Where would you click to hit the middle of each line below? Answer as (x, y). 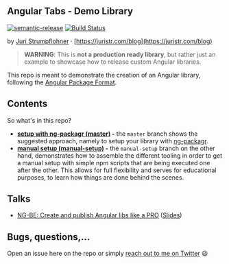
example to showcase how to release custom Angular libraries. (112, 62)
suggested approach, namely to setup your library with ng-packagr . (112, 141)
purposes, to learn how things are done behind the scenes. (100, 177)
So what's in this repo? (39, 120)
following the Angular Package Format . (62, 82)
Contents (27, 104)
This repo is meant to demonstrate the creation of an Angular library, (104, 75)
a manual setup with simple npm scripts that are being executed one (113, 163)
